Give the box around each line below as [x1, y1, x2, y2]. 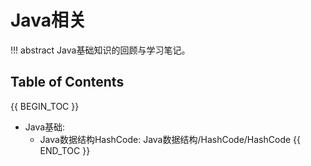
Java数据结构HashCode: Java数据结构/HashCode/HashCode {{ [39, 133, 302, 145]
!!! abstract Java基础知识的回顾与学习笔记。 [10, 44, 191, 56]
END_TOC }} [39, 144, 91, 156]
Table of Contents [10, 74, 125, 91]
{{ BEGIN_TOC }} [10, 100, 80, 112]
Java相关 [10, 9, 87, 32]
